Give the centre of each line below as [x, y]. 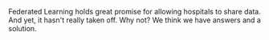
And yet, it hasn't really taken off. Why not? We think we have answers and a [134, 20]
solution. [23, 28]
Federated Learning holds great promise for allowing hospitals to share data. [134, 12]
